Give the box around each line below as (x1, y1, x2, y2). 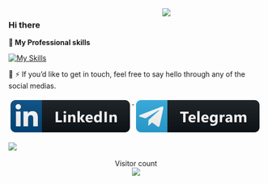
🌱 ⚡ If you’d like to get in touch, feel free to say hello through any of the (8, 69, 245, 79)
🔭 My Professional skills (8, 38, 91, 48)
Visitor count (114, 159, 158, 169)
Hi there (8, 19, 40, 31)
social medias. (8, 81, 57, 91)
